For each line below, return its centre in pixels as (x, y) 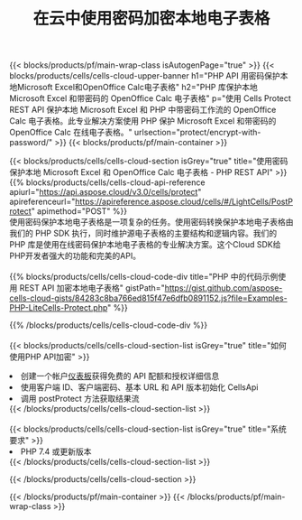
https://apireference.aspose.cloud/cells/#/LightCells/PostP (184, 202)
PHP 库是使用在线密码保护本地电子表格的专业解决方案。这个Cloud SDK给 (145, 245)
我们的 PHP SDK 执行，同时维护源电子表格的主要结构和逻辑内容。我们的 (143, 233)
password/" (31, 143)
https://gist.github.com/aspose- (224, 288)
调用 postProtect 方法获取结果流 (80, 399)
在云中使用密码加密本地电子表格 (151, 19)
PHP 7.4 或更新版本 (56, 451)
